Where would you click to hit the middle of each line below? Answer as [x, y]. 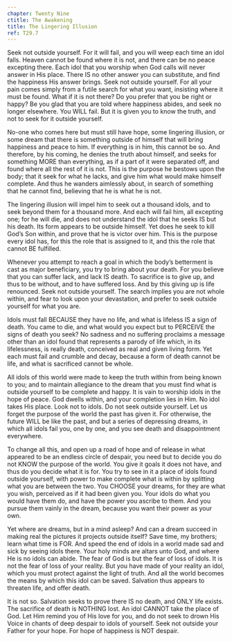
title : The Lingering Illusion [52, 26]
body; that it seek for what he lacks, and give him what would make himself [115, 177]
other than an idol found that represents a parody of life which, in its [104, 342]
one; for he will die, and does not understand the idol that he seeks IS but [112, 220]
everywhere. [25, 436]
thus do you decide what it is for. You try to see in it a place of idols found [112, 472]
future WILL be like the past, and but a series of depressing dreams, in [107, 421]
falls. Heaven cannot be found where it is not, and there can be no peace [111, 60]
